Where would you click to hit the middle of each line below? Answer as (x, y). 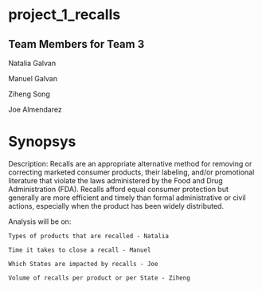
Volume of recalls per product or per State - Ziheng (100, 278)
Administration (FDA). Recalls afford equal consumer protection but (119, 189)
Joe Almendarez (35, 110)
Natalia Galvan (32, 63)
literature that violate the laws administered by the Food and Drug (115, 180)
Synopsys (42, 142)
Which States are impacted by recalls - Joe (83, 264)
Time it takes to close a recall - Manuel (80, 250)
